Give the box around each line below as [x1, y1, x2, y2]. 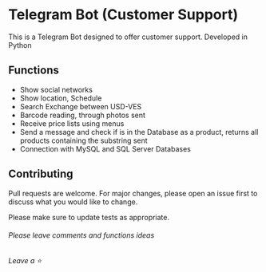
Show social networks [19, 85, 93, 94]
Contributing [8, 168, 73, 181]
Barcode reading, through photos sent [19, 110, 146, 120]
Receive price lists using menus [19, 118, 125, 128]
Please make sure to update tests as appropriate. [8, 212, 170, 222]
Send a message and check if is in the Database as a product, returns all [19, 127, 259, 136]
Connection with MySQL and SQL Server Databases [19, 144, 192, 153]
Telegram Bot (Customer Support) [8, 6, 238, 24]
